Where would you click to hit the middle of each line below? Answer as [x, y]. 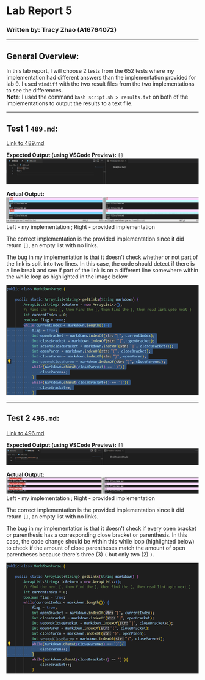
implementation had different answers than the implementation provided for [101, 78]
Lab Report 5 [39, 11]
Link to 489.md [25, 143]
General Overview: [43, 56]
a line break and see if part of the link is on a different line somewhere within [103, 270]
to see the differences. [34, 91]
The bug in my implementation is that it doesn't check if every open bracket [101, 529]
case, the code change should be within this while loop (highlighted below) [100, 542]
